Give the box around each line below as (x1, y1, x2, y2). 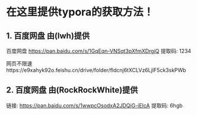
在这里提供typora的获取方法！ (6, 5, 154, 19)
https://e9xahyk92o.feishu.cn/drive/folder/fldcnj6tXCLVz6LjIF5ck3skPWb (6, 67, 186, 74)
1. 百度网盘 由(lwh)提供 (6, 31, 90, 41)
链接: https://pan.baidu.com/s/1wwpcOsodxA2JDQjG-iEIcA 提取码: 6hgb (6, 101, 183, 109)
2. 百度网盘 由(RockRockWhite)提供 (6, 85, 138, 95)
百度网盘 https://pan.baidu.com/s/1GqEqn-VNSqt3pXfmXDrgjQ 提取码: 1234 (6, 48, 192, 54)
